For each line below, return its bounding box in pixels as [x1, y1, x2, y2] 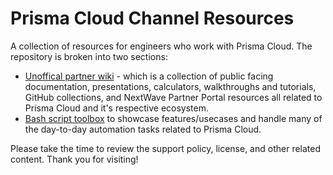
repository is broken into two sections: [10, 50, 168, 62]
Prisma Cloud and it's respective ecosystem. [24, 102, 210, 114]
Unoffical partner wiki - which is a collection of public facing [24, 70, 274, 82]
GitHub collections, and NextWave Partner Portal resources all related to [24, 91, 323, 103]
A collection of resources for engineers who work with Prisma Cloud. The [10, 40, 313, 52]
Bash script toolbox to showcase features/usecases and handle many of [24, 112, 323, 124]
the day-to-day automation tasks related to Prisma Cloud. [24, 123, 262, 135]
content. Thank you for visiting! [10, 153, 139, 165]
